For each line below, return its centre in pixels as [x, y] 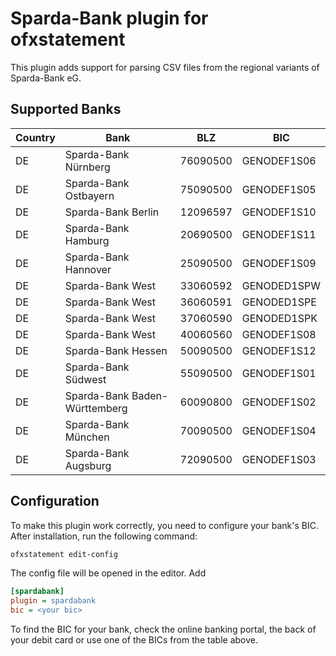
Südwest [85, 379]
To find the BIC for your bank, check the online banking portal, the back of [163, 629]
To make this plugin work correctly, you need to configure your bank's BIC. [164, 525]
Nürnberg [87, 167]
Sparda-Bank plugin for [109, 18]
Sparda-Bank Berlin [112, 212]
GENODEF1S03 [279, 459]
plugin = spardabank [53, 601]
